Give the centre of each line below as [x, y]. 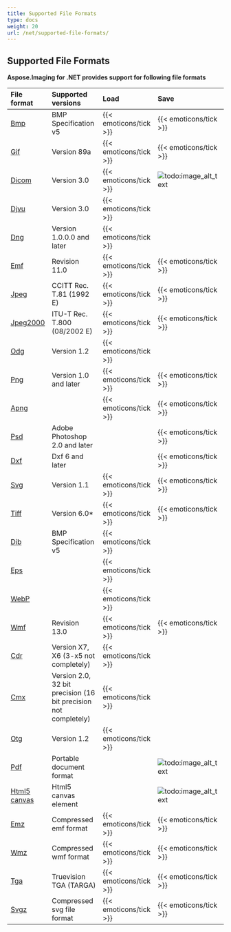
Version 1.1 [70, 485]
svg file [63, 910]
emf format [69, 828]
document [68, 767]
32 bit [61, 684]
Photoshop [69, 437]
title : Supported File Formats [52, 13]
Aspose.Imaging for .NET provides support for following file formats [107, 77]
